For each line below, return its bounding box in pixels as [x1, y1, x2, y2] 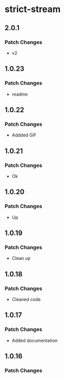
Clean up [11, 255, 31, 261]
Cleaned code [11, 297, 41, 302]
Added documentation [11, 337, 58, 343]
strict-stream [4, 4, 61, 15]
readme [11, 91, 28, 97]
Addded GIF [11, 132, 37, 138]
